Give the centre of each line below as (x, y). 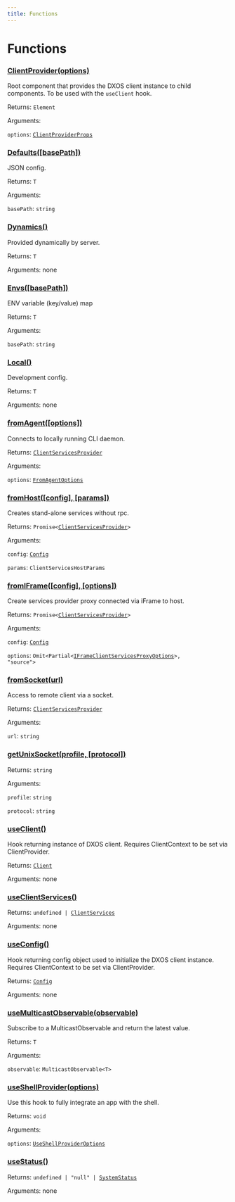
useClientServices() (42, 897)
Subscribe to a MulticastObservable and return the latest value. (99, 1027)
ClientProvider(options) (48, 70)
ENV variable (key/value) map (50, 303)
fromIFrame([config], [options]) (62, 586)
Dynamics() (27, 227)
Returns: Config (30, 981)
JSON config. (27, 168)
